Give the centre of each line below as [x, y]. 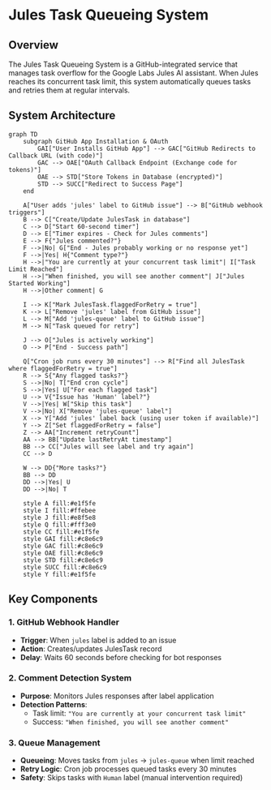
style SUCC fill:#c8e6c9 [65, 567]
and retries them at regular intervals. [69, 90]
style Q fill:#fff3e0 [59, 525]
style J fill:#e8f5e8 [59, 517]
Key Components [53, 599]
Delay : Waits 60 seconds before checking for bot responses [120, 657]
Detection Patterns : [54, 704]
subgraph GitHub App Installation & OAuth [96, 141]
